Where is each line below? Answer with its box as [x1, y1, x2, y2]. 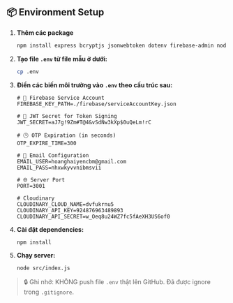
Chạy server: [16, 251, 56, 260]
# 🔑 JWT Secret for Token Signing [16, 112, 117, 119]
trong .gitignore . [23, 288, 75, 296]
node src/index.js [16, 265, 70, 272]
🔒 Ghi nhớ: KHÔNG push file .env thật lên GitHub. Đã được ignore [23, 278, 211, 286]
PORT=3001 [16, 182, 46, 189]
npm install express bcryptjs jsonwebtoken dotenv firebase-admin [16, 42, 214, 49]
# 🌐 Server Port [16, 176, 66, 184]
